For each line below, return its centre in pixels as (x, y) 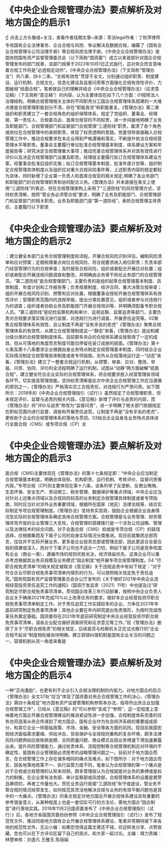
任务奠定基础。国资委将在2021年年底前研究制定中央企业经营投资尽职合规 (84, 616)
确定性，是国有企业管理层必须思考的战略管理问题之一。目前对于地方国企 (79, 752)
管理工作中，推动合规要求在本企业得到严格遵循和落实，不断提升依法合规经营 (83, 138)
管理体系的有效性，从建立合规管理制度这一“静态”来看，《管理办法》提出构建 (82, 330)
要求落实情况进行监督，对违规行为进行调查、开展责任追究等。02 (88, 318)
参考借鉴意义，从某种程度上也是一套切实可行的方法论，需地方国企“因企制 (80, 802)
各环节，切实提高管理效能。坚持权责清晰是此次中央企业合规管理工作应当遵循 (83, 380)
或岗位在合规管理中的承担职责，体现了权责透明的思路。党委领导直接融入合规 (83, 132)
